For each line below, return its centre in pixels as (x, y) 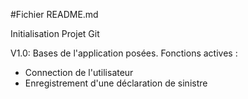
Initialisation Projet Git (55, 33)
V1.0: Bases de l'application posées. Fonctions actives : (124, 53)
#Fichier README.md (54, 14)
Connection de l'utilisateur (79, 72)
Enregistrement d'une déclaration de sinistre (116, 83)
